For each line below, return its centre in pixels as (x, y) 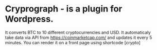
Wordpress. (29, 19)
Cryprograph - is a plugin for (64, 9)
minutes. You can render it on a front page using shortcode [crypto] (73, 42)
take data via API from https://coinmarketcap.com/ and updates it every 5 (78, 37)
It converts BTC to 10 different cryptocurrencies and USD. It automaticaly (78, 32)
